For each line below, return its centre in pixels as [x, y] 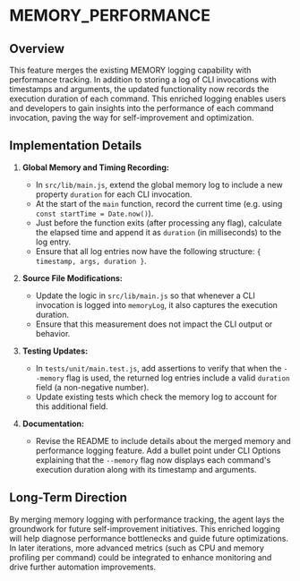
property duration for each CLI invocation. [114, 194]
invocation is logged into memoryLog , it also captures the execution [156, 304]
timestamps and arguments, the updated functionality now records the [139, 89]
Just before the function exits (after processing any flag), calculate [159, 222]
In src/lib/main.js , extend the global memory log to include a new [159, 184]
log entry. [53, 242]
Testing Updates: [55, 351]
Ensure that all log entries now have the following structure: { [148, 251]
